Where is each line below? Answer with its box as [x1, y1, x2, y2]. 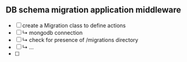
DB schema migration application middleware [5, 5, 182, 15]
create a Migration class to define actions [22, 21, 126, 29]
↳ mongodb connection [22, 29, 83, 36]
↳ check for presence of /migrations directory [22, 36, 138, 43]
